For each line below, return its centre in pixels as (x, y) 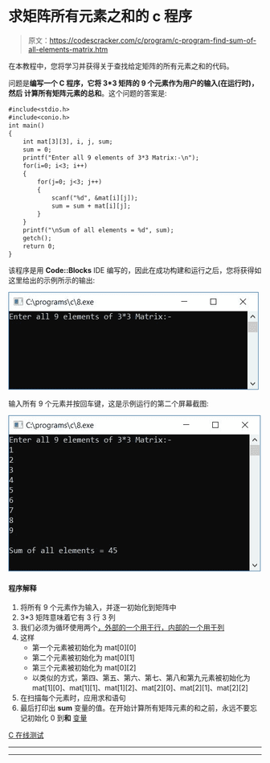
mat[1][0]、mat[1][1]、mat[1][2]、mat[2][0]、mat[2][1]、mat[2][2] (140, 688)
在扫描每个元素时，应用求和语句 (73, 698)
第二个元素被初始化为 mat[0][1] (83, 658)
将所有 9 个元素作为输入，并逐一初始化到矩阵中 (98, 608)
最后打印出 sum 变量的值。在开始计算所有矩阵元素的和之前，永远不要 (135, 708)
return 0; (39, 246)
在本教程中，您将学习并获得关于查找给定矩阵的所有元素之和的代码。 (121, 66)
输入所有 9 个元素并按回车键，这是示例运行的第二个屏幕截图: (108, 403)
